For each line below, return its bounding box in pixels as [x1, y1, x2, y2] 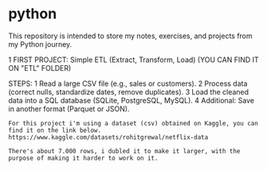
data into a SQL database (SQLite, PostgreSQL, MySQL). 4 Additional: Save [8, 95, 255, 105]
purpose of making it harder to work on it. [8, 154, 159, 162]
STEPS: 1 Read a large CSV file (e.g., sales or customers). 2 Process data [8, 79, 248, 88]
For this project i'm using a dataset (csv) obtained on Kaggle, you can [8, 119, 259, 127]
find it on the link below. [8, 126, 102, 134]
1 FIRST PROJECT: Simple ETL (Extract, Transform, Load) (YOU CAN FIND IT [8, 55, 259, 64]
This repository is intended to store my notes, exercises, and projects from [8, 31, 253, 41]
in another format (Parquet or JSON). [8, 104, 130, 114]
